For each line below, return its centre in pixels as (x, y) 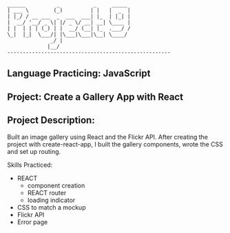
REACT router (47, 192)
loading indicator (51, 200)
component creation (56, 185)
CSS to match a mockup (51, 207)
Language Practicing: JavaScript (79, 74)
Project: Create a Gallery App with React (95, 97)
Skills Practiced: (30, 165)
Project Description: (51, 121)
